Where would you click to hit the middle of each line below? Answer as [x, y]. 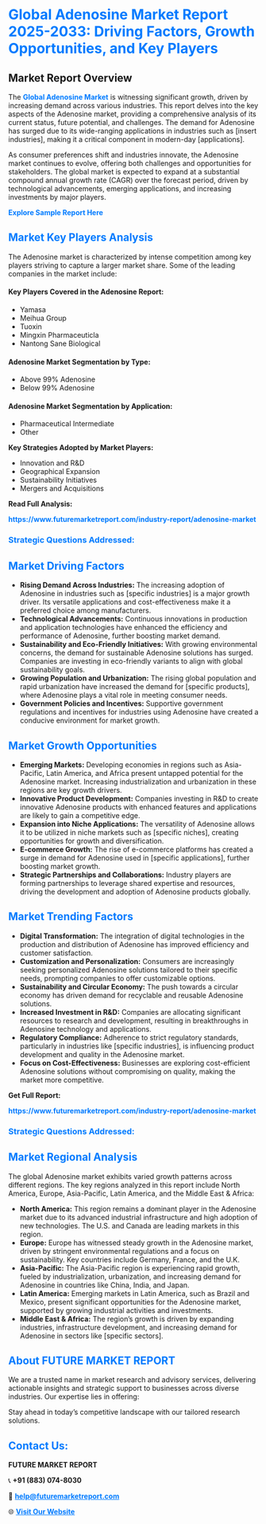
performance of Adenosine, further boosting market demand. [120, 636]
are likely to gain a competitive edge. [80, 815]
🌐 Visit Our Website [42, 1512]
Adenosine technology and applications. [86, 1028]
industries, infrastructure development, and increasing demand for [129, 1327]
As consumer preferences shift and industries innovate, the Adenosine [123, 155]
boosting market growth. [60, 866]
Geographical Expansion [60, 472]
